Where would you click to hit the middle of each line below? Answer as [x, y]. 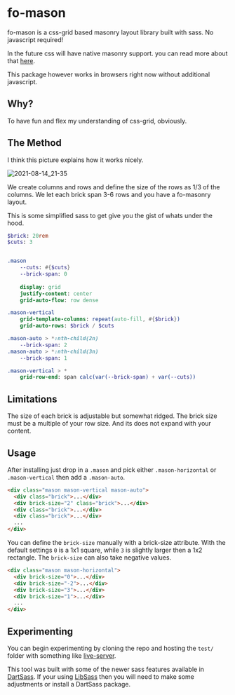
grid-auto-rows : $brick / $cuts [67, 326]
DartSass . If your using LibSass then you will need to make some [101, 677]
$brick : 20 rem [28, 236]
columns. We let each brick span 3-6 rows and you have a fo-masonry [109, 194]
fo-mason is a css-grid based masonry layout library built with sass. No [110, 32]
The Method [34, 143]
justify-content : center [56, 293]
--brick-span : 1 [44, 358]
